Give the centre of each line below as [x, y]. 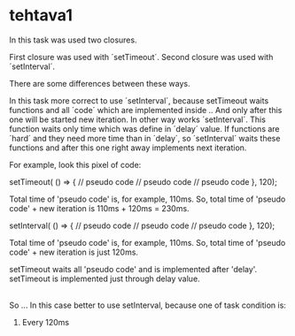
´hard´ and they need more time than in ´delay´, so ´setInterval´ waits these [145, 138]
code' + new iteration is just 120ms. [74, 252]
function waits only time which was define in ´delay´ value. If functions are [145, 128]
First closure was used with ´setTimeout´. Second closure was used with [141, 57]
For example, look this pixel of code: [75, 164]
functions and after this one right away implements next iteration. [128, 148]
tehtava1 [41, 15]
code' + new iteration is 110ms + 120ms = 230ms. [99, 208]
